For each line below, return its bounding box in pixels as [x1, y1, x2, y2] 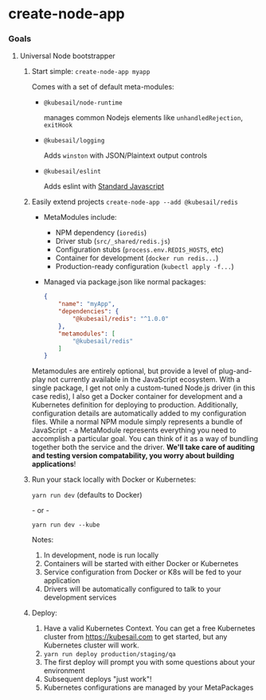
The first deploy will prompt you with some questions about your [43, 658, 256, 667]
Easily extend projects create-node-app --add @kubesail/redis [31, 197, 239, 207]
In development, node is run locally [43, 550, 159, 560]
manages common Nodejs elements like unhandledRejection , [43, 113, 243, 123]
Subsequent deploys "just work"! [43, 675, 153, 684]
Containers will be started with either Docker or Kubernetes [43, 559, 239, 569]
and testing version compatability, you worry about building [31, 451, 235, 460]
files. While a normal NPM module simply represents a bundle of [31, 417, 243, 427]
